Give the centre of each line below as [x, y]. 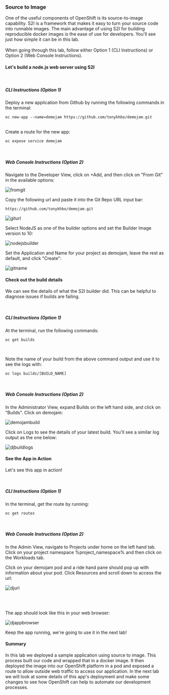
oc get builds [20, 340]
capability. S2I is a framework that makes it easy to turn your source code [82, 23]
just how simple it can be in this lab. [42, 39]
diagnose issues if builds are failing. [42, 296]
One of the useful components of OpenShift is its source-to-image [74, 18]
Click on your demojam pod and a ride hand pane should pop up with [77, 567]
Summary [16, 644]
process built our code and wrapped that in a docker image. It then [75, 660]
